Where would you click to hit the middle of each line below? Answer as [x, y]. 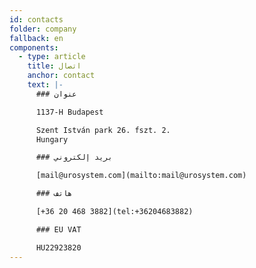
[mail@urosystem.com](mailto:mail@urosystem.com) [141, 176]
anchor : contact [61, 76]
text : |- [45, 85]
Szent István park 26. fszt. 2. [103, 130]
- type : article [52, 57]
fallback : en [36, 38]
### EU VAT [58, 229]
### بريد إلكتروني [74, 157]
